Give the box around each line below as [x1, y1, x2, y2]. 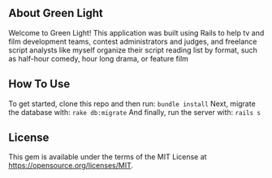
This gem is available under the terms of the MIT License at [8, 152, 207, 162]
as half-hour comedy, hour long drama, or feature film [8, 53, 189, 63]
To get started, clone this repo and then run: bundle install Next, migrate [8, 99, 256, 108]
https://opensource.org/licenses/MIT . [8, 161, 134, 171]
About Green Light [8, 6, 103, 20]
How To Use [8, 77, 71, 91]
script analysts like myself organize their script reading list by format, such [8, 44, 258, 55]
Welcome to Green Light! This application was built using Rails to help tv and [8, 28, 265, 37]
